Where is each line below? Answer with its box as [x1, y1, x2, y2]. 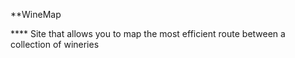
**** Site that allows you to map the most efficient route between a [10, 28, 286, 39]
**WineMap [10, 9, 62, 20]
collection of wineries [10, 39, 100, 50]
